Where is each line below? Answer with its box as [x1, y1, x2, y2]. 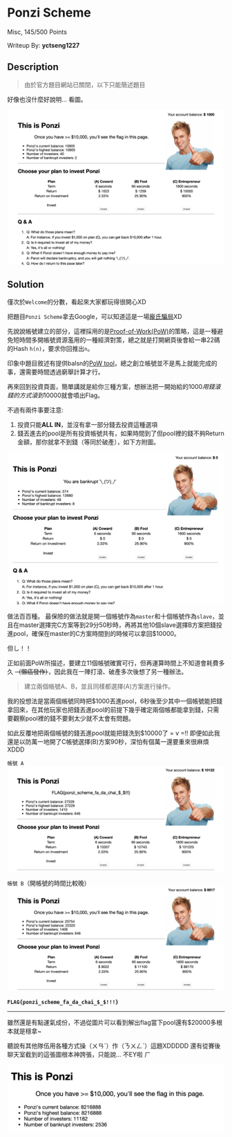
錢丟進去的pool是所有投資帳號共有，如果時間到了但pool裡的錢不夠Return [17, 429, 224, 437]
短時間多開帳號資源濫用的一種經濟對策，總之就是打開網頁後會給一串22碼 [12, 336, 221, 344]
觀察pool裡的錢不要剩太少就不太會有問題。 [12, 714, 135, 722]
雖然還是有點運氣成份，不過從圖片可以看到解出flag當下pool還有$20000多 [7, 1019, 217, 1027]
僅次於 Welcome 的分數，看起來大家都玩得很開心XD [7, 298, 146, 306]
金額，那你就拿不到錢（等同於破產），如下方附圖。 [17, 438, 160, 446]
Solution [7, 278, 44, 290]
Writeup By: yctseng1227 [7, 41, 80, 49]
